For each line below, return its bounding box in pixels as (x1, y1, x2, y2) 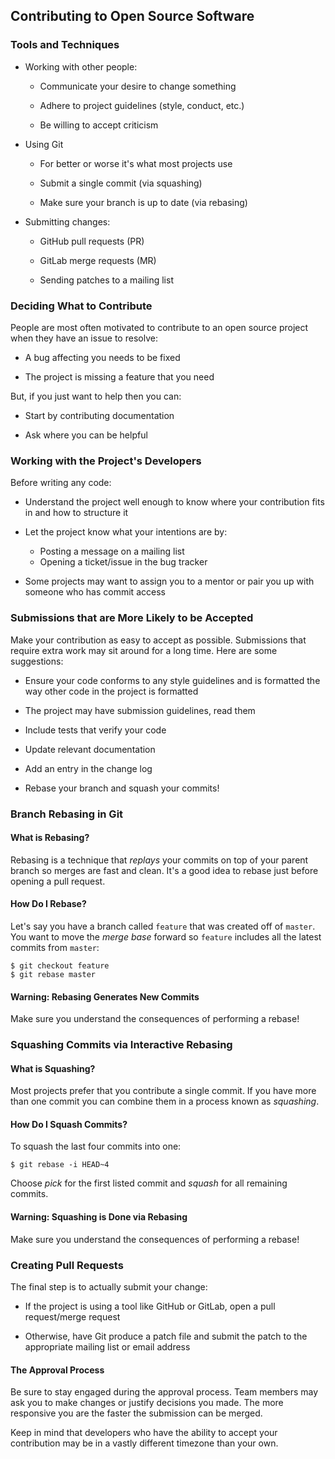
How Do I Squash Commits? (10, 1118, 128, 1130)
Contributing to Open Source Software (10, 8, 255, 25)
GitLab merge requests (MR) (39, 254, 157, 266)
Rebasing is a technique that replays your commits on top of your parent (10, 854, 309, 866)
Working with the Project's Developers (10, 454, 202, 468)
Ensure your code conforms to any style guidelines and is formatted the (24, 674, 321, 686)
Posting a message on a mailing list (39, 545, 185, 558)
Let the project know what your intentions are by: (24, 526, 228, 538)
